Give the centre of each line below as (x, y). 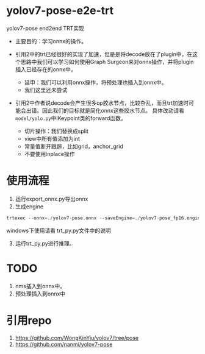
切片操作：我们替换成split (56, 131)
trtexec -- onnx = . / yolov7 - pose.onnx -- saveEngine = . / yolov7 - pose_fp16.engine (105, 218)
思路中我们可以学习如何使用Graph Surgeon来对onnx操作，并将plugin (107, 62)
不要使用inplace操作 (49, 154)
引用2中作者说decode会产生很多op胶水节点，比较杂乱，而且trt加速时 (102, 103)
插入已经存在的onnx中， (45, 69)
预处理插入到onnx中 (40, 294)
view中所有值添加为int (52, 138)
